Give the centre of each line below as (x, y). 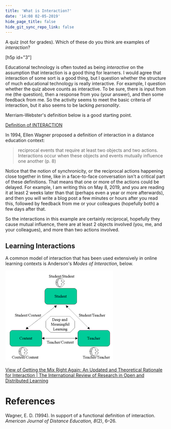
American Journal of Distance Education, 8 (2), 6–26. (61, 421)
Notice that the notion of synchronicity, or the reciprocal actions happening (84, 171)
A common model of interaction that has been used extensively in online (81, 258)
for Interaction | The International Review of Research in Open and (75, 375)
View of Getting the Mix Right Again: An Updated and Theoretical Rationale (84, 370)
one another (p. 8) (37, 161)
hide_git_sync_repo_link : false (40, 27)
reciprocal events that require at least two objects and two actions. (88, 150)
